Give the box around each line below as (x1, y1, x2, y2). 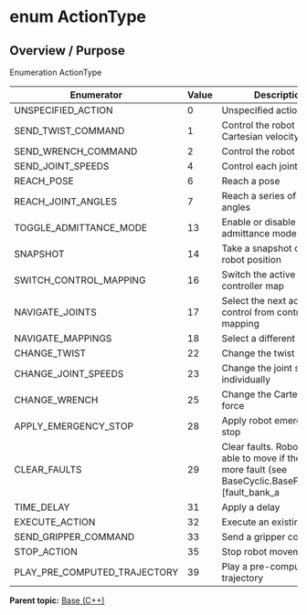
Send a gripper (221, 531, 286, 543)
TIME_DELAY (14, 501, 70, 513)
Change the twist (221, 347, 295, 360)
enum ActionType (9, 6, 147, 27)
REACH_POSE (14, 175, 75, 187)
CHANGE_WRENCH (14, 394, 99, 406)
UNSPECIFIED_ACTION (14, 104, 113, 116)
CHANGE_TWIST (14, 347, 87, 360)
